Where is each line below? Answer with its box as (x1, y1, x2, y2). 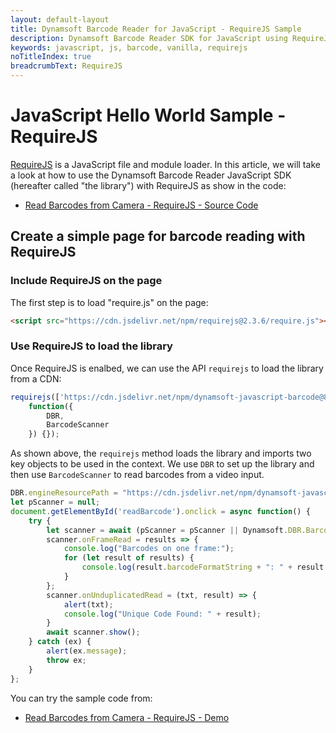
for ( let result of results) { (63, 553, 195, 563)
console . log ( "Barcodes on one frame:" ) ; (63, 544, 235, 554)
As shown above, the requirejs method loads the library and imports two (10, 447, 312, 460)
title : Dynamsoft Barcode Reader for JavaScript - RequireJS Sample (10, 24, 302, 34)
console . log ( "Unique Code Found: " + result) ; (63, 609, 262, 619)
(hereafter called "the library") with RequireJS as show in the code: (10, 179, 287, 191)
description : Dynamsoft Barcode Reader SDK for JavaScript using (10, 33, 288, 43)
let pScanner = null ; (10, 497, 101, 508)
